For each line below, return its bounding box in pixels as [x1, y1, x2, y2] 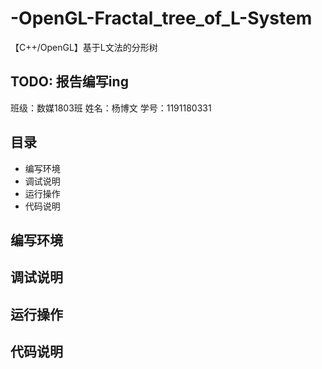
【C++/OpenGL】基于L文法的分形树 [10, 41, 158, 53]
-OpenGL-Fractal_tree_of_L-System [10, 7, 313, 30]
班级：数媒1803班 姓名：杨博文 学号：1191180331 [10, 102, 212, 114]
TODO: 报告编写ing [10, 73, 129, 91]
